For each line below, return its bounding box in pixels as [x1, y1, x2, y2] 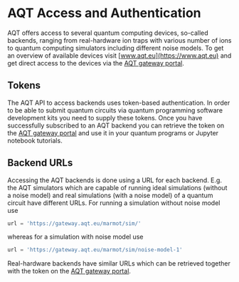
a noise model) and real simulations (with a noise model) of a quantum [7, 191, 213, 199]
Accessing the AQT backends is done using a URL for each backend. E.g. [7, 176, 223, 184]
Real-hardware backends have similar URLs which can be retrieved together [7, 259, 231, 268]
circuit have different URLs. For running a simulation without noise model [7, 198, 221, 207]
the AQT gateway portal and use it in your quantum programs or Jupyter [7, 128, 219, 137]
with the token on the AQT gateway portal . [7, 267, 132, 276]
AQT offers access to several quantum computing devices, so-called [7, 28, 208, 37]
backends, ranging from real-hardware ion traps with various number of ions [7, 36, 232, 44]
